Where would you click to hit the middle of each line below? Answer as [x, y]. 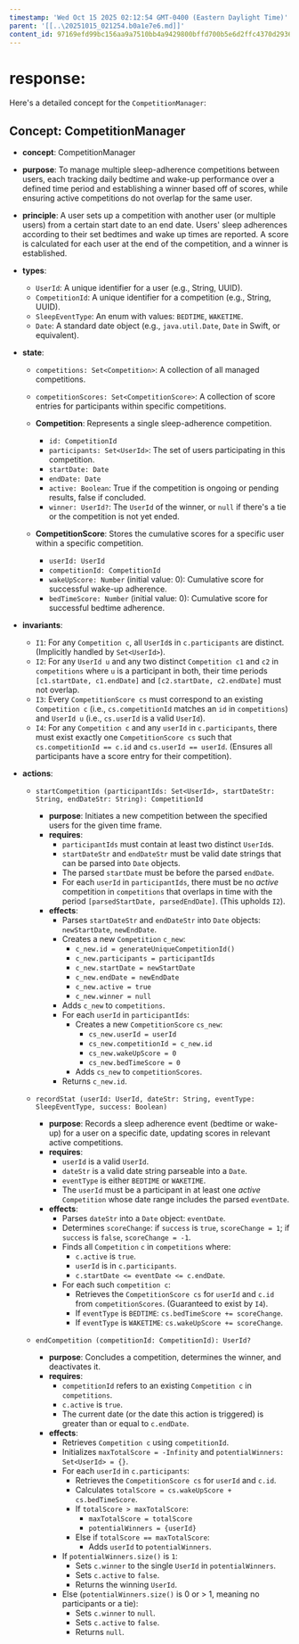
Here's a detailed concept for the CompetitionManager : [108, 103]
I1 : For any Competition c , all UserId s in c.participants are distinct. [160, 642]
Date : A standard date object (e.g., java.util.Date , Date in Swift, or [158, 326]
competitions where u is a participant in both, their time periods [152, 671]
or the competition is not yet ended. [114, 516]
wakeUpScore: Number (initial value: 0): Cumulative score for [156, 580]
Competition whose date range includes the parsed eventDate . [176, 1200]
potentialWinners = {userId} [143, 1529]
